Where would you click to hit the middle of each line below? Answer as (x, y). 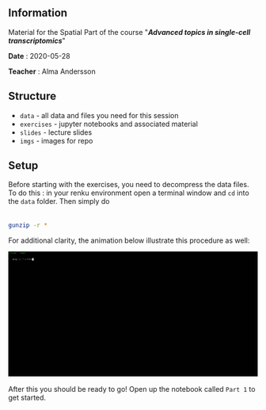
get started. (27, 398)
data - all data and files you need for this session (99, 115)
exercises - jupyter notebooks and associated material (108, 124)
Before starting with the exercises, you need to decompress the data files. (129, 185)
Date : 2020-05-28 (39, 56)
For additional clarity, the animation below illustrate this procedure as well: (129, 240)
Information (38, 13)
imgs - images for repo (56, 140)
